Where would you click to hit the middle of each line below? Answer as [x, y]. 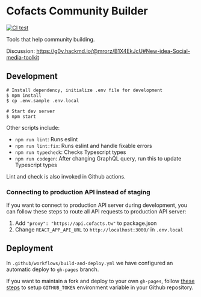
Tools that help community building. [51, 39]
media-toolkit [23, 57]
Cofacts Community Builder [77, 11]
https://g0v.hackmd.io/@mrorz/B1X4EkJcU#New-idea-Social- [113, 51]
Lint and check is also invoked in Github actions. [66, 176]
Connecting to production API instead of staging [78, 192]
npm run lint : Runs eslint [46, 139]
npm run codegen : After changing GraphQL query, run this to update [98, 158]
